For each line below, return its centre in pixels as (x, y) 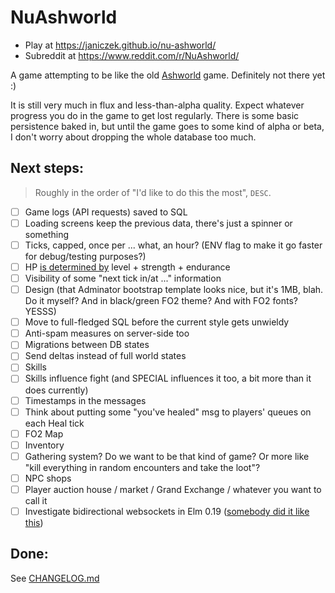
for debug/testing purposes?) (85, 256)
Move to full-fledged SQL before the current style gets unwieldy (157, 322)
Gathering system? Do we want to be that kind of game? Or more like (167, 456)
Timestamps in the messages (85, 400)
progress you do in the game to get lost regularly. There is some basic (155, 115)
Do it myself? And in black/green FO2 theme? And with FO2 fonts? (161, 301)
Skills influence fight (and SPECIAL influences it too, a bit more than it (168, 378)
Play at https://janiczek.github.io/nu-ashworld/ (120, 45)
